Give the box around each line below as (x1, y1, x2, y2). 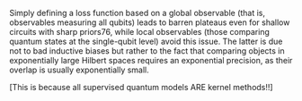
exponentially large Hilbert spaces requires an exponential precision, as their (9, 55, 293, 65)
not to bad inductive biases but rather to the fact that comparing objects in (9, 46, 285, 56)
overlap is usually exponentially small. (9, 64, 150, 75)
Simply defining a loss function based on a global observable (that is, (9, 8, 266, 18)
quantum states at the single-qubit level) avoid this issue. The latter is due (9, 36, 283, 46)
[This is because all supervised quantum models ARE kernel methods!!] (9, 82, 273, 92)
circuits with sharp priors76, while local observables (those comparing (9, 27, 270, 37)
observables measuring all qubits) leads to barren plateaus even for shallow (9, 17, 290, 28)
